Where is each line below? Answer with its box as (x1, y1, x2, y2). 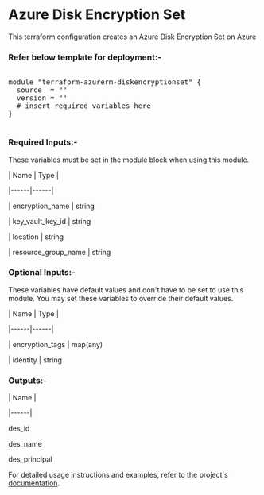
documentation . (8, 478, 60, 488)
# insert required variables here (16, 102, 151, 110)
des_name (8, 439, 42, 449)
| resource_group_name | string (8, 247, 111, 257)
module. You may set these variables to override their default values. (8, 293, 234, 303)
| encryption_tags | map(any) (8, 339, 103, 349)
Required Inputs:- (8, 137, 78, 148)
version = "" (16, 94, 68, 102)
